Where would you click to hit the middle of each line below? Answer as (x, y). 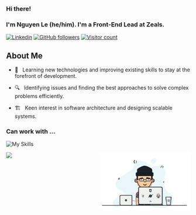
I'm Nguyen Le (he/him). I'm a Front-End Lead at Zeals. (85, 24)
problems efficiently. (39, 96)
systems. (25, 117)
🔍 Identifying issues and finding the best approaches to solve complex (102, 88)
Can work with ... (31, 131)
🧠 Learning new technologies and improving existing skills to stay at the (102, 70)
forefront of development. (46, 76)
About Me (24, 55)
